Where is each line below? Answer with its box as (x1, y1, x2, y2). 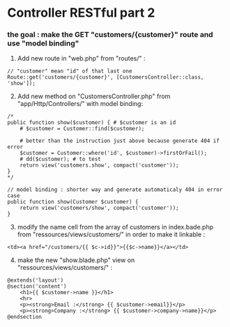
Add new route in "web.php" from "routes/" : (17, 54, 146, 63)
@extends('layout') (7, 277, 64, 284)
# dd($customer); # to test (20, 155, 101, 163)
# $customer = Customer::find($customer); (20, 126, 145, 132)
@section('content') (7, 283, 68, 290)
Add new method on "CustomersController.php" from (17, 92, 171, 100)
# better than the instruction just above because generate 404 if (20, 137, 220, 144)
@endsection (7, 314, 42, 321)
